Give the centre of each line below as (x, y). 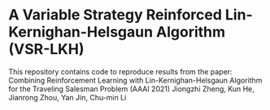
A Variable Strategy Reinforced (115, 15)
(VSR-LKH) (46, 49)
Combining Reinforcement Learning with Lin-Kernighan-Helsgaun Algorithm (135, 80)
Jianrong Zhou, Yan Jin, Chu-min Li (67, 97)
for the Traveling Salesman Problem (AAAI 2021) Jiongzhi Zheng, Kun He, (131, 89)
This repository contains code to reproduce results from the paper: (120, 71)
